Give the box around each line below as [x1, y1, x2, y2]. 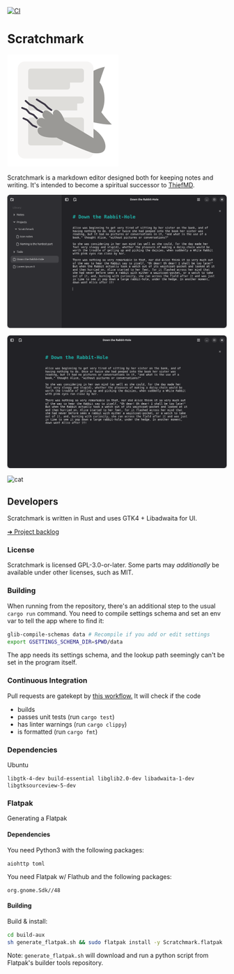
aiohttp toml [7, 860, 45, 867]
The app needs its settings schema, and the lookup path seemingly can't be [7, 650, 225, 660]
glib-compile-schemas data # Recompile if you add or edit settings [7, 631, 210, 638]
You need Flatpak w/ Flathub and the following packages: [7, 872, 172, 880]
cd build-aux [7, 931, 45, 938]
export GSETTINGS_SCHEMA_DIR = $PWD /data [7, 638, 123, 646]
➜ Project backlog [7, 528, 59, 536]
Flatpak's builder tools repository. [7, 959, 103, 967]
